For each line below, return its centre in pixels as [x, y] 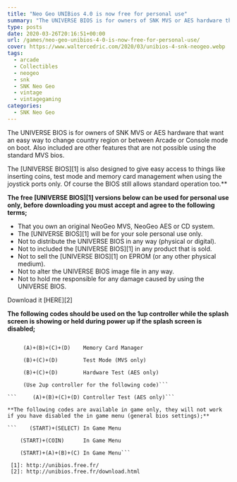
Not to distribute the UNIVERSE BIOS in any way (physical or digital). [117, 241]
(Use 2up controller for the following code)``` [96, 385]
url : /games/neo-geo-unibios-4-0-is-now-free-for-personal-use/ [104, 40]
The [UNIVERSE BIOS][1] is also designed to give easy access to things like [116, 169]
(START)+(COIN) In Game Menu [71, 440]
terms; [17, 212]
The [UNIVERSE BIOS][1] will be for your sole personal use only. [110, 233]
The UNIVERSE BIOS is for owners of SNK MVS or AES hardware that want [116, 132]
